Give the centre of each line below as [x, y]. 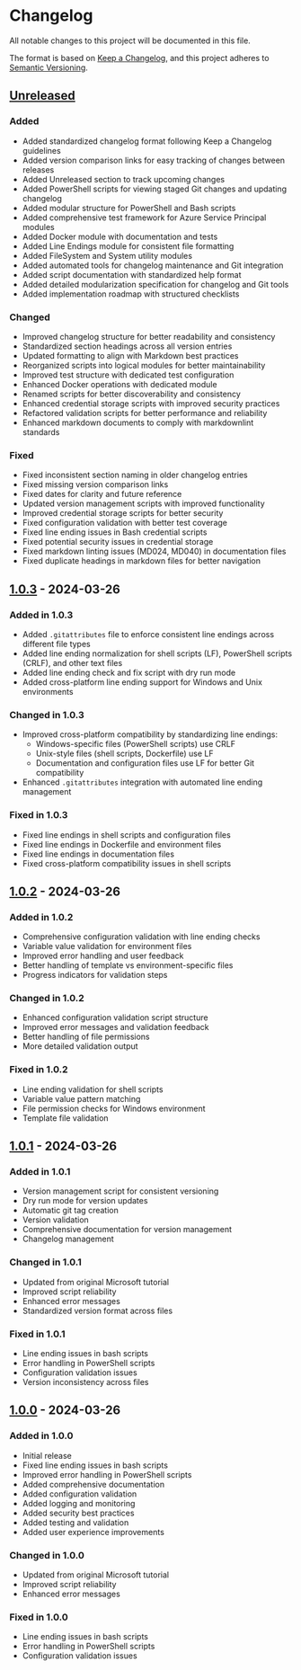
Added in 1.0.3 [41, 615]
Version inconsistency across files [85, 1382]
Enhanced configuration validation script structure [115, 1017]
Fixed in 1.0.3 [39, 815]
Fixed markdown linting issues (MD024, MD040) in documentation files [154, 551]
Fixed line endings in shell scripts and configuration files [126, 835]
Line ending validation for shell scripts [93, 1089]
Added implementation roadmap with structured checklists [131, 294]
